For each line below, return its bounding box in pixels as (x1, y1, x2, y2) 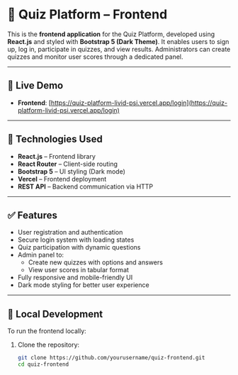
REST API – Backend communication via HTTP (17, 182, 154, 191)
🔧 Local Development (7, 308, 103, 320)
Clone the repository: (17, 340, 80, 349)
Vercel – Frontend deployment (17, 174, 107, 183)
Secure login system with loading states (17, 235, 135, 244)
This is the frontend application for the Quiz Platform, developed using (7, 30, 215, 38)
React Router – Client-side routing (17, 159, 118, 168)
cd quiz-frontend (17, 361, 69, 368)
